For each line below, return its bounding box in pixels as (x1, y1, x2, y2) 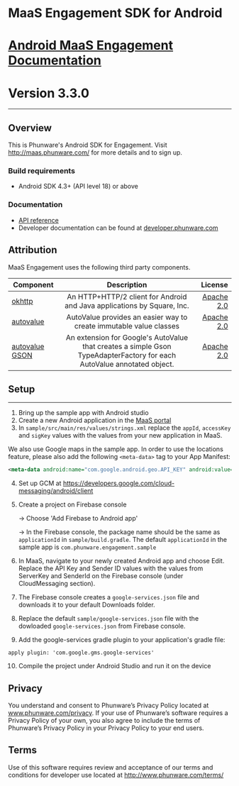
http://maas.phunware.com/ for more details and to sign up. (8, 148, 183, 157)
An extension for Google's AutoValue (65, 332, 189, 342)
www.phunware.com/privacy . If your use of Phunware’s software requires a (8, 709, 229, 717)
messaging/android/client (18, 487, 94, 495)
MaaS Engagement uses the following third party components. (8, 262, 191, 271)
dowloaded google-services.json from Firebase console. (18, 622, 186, 631)
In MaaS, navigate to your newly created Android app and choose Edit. (18, 557, 225, 565)
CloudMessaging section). (18, 580, 96, 588)
